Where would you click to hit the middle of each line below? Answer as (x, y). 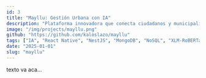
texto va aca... (24, 69)
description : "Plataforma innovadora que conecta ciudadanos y (89, 23)
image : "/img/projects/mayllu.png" (52, 29)
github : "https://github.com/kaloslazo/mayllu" (68, 35)
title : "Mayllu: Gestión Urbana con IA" (59, 18)
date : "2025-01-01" (31, 47)
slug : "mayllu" (26, 52)
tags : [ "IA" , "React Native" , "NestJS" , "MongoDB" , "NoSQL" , (86, 41)
